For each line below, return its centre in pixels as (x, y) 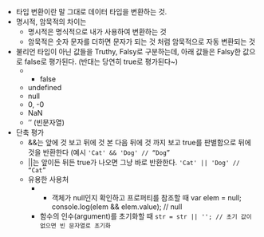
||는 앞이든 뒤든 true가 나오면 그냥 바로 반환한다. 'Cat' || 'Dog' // (134, 162)
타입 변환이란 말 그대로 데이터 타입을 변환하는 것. (91, 12)
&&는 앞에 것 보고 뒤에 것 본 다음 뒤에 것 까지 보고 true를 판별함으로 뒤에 (139, 142)
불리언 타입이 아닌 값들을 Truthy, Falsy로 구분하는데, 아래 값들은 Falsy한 (128, 51)
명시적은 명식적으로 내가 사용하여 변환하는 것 (97, 32)
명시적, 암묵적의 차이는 (51, 22)
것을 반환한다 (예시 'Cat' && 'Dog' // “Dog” (99, 152)
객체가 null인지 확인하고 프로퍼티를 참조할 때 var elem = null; (146, 197)
